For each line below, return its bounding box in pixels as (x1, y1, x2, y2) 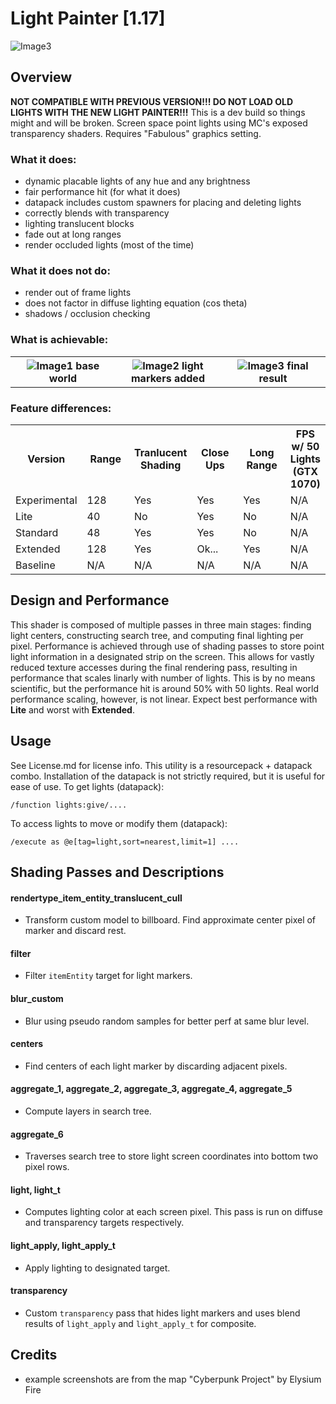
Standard (15, 525, 59, 539)
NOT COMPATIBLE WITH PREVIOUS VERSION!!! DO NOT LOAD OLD (10, 95, 294, 107)
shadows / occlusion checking (24, 308, 151, 320)
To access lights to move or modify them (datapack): (10, 817, 228, 829)
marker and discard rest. (24, 925, 127, 937)
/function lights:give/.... (10, 800, 128, 810)
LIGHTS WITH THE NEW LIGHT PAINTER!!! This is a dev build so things (10, 106, 306, 118)
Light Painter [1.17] (10, 7, 166, 30)
